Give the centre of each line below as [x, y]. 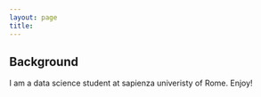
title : [21, 26]
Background [44, 62]
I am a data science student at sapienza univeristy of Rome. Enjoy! [131, 83]
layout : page [33, 17]
